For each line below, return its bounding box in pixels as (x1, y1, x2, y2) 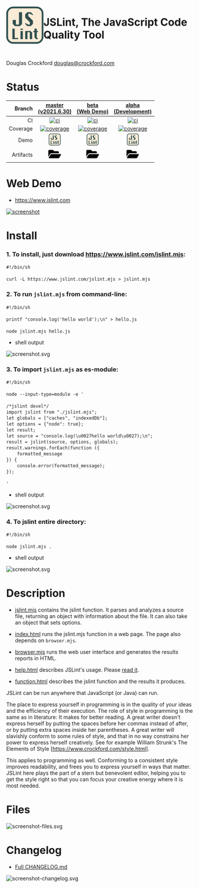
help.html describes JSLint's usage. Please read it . (14, 666, 139, 673)
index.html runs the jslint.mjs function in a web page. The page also (14, 631, 181, 638)
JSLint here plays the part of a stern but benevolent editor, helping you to (6, 769, 186, 777)
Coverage (8, 125, 33, 132)
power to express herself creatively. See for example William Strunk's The (6, 739, 188, 746)
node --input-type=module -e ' (6, 391, 84, 397)
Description (6, 586, 66, 600)
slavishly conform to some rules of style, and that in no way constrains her (6, 732, 189, 740)
